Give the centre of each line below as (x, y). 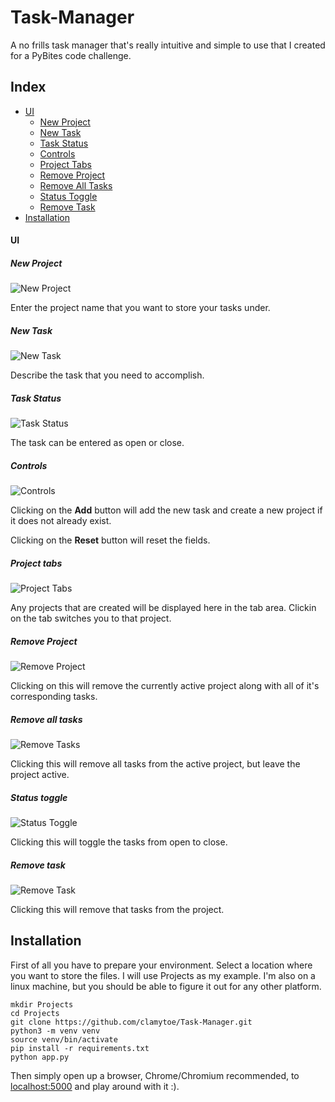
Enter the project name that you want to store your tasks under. (140, 308)
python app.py (40, 1057)
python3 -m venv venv (55, 1031)
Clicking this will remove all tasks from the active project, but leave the (155, 764)
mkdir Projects (42, 1004)
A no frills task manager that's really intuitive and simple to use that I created (168, 45)
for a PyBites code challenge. (71, 55)
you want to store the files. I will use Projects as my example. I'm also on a (163, 975)
